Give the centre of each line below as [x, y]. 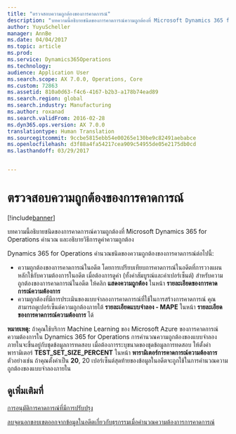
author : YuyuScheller [39, 27]
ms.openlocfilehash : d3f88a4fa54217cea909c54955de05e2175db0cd [102, 145]
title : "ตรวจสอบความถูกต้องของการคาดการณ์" [59, 14]
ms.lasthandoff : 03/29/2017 [48, 151]
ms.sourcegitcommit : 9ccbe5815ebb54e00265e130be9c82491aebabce [102, 138]
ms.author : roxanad [36, 112]
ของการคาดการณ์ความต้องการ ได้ [55, 315]
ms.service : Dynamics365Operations [59, 60]
